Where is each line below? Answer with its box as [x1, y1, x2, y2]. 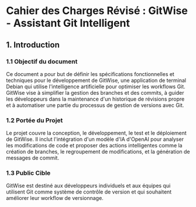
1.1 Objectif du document [6, 57, 78, 65]
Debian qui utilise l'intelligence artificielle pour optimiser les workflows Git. [6, 83, 185, 90]
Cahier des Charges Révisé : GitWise [6, 4, 188, 18]
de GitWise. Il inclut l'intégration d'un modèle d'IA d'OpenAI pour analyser [6, 136, 184, 143]
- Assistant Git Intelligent [6, 16, 130, 30]
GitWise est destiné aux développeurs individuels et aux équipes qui [6, 182, 171, 189]
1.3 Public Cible [6, 169, 51, 177]
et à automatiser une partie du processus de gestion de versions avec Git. [6, 101, 184, 109]
